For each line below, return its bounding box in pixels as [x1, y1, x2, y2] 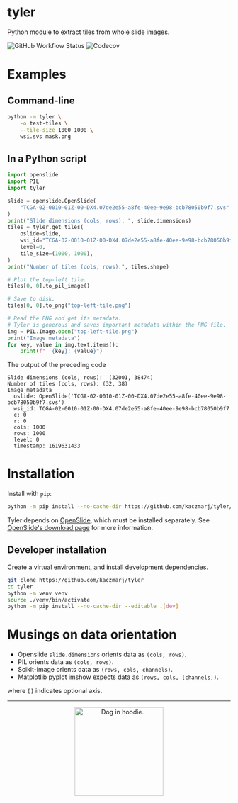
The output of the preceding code [7, 361, 106, 369]
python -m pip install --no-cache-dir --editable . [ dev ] [7, 603, 179, 610]
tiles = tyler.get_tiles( [7, 224, 84, 231]
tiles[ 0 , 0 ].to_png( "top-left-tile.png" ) [7, 302, 132, 309]
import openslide [7, 172, 59, 179]
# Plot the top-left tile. [7, 276, 87, 283]
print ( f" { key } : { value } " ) [20, 348, 103, 355]
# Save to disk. [7, 296, 55, 303]
